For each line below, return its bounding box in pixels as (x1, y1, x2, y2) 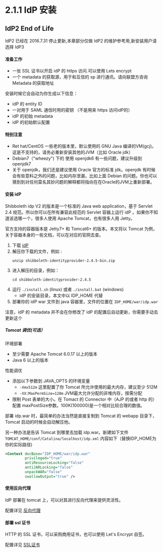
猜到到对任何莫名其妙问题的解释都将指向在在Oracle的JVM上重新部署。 (12, 179, 155, 185)
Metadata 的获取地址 (12, 80, 54, 86)
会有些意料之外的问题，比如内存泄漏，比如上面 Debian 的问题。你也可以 (12, 173, 158, 179)
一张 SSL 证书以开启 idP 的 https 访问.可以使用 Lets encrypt (12, 68, 132, 74)
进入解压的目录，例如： (12, 267, 60, 273)
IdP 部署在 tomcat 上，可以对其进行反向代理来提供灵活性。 (5, 497, 123, 503)
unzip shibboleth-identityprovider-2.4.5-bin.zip (12, 258, 116, 263)
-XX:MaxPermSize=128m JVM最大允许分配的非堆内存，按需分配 (19, 390, 143, 396)
